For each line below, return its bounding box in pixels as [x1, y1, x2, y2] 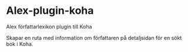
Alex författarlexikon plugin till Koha [6, 23, 92, 30]
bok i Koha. [6, 40, 33, 47]
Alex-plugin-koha [6, 4, 94, 17]
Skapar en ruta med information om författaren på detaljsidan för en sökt [6, 34, 182, 41]
